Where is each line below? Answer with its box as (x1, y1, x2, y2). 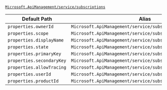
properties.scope (7, 31, 49, 36)
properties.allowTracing (7, 65, 67, 70)
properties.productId (7, 78, 59, 84)
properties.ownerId (7, 24, 54, 29)
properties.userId (7, 72, 51, 77)
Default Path (21, 15, 52, 22)
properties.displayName (7, 38, 64, 43)
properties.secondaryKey (7, 58, 67, 63)
